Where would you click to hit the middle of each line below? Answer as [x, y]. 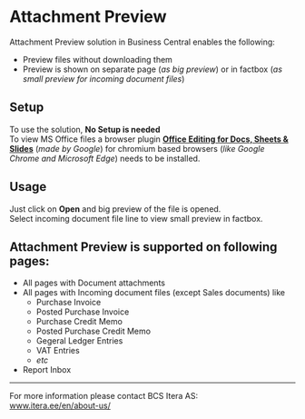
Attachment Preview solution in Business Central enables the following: [142, 42]
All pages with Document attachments [94, 283]
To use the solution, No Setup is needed [85, 129]
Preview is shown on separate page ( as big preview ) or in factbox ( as [152, 69]
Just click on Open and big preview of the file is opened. [115, 209]
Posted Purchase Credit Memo [93, 331]
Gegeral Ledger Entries [79, 341]
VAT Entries [58, 351]
